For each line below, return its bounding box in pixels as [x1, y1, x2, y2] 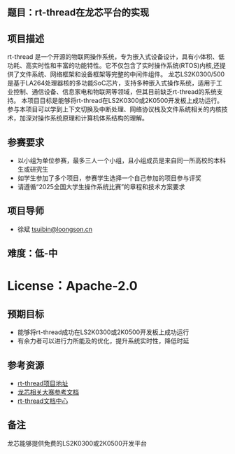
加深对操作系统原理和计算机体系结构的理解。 [19, 114, 148, 123]
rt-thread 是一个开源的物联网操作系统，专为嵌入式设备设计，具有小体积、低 [7, 53, 225, 61]
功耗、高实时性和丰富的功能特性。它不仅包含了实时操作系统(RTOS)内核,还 [7, 62, 220, 70]
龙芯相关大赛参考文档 [17, 388, 79, 397]
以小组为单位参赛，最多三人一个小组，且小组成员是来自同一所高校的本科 [17, 156, 226, 165]
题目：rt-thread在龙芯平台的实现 [7, 6, 150, 19]
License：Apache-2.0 [7, 278, 138, 294]
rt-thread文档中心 [17, 397, 69, 405]
